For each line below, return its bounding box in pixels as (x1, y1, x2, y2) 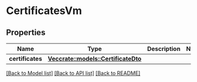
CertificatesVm (6, 4, 82, 18)
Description (147, 45, 181, 53)
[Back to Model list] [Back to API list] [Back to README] (6, 70, 141, 77)
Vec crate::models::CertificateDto (47, 54, 142, 63)
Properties (6, 28, 46, 37)
